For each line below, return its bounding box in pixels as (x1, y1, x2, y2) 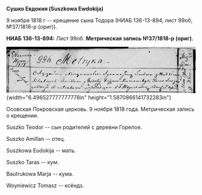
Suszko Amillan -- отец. (6, 135, 66, 143)
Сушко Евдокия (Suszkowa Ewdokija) (6, 5, 104, 12)
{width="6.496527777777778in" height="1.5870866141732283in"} (6, 94, 171, 101)
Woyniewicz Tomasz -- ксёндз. (6, 182, 84, 189)
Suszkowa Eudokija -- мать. (6, 147, 76, 154)
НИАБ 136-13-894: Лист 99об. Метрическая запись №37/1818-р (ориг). (6, 35, 194, 42)
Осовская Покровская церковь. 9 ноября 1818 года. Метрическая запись (6, 105, 195, 113)
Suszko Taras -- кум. (6, 159, 59, 166)
